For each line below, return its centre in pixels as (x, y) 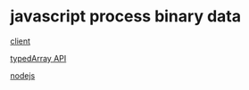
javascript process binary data (126, 16)
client (20, 41)
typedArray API (38, 58)
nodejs (23, 75)
